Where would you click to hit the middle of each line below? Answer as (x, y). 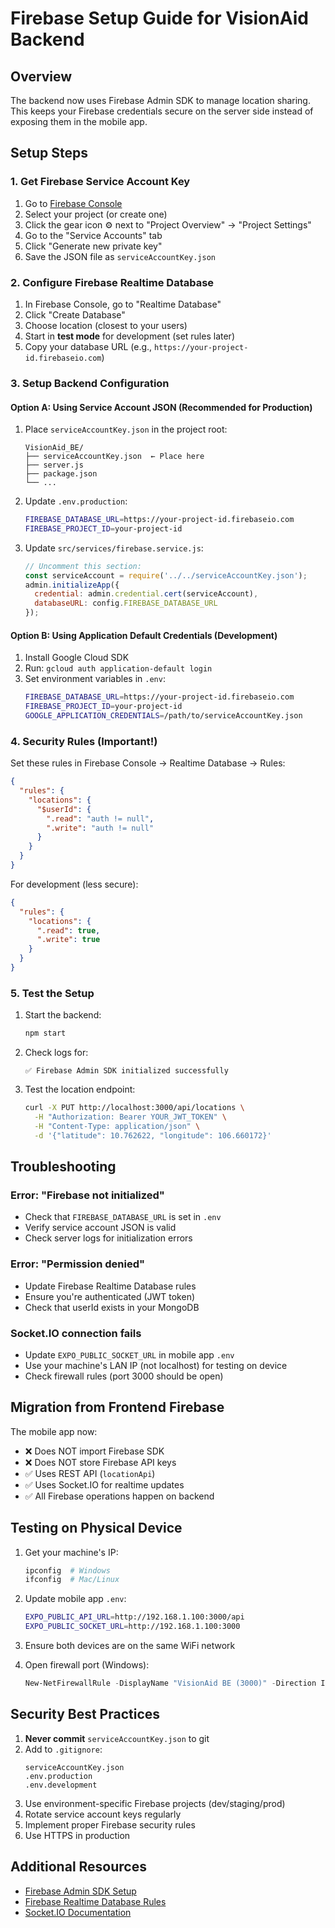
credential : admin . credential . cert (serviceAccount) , (146, 594)
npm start (45, 1033)
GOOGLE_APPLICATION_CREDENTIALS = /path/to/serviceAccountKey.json (163, 716)
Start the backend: (63, 1015)
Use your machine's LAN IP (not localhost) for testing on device (156, 1365)
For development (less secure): (74, 884)
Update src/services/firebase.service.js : (114, 548)
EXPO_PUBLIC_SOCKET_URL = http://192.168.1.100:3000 (132, 1627)
